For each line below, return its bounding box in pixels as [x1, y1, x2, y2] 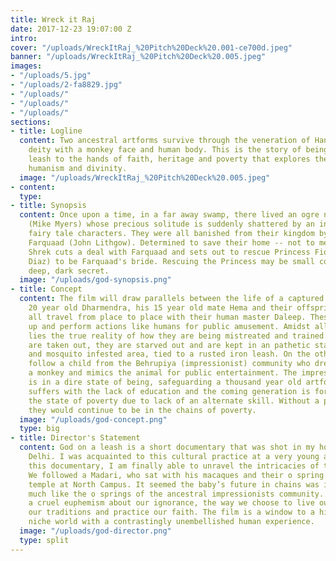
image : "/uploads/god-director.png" [19, 526, 172, 536]
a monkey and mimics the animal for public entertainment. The [28, 368, 298, 378]
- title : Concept [10, 284, 83, 295]
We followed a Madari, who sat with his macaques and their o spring [28, 470, 325, 480]
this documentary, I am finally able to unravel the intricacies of [28, 461, 320, 471]
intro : [10, 33, 38, 43]
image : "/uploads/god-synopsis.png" [19, 275, 172, 285]
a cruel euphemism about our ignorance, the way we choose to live [28, 498, 315, 508]
